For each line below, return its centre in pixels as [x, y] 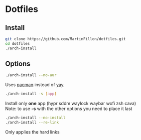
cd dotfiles [17, 43]
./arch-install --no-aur [31, 75]
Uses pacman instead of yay [34, 85]
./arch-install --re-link [32, 123]
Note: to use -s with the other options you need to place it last [69, 109]
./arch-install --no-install [35, 118]
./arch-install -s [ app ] [31, 94]
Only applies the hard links [32, 132]
